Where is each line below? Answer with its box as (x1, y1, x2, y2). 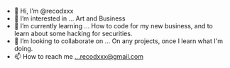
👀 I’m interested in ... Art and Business (13, 14, 126, 23)
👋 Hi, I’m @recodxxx (13, 7, 74, 15)
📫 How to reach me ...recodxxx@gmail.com (13, 52, 144, 60)
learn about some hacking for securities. (13, 29, 133, 38)
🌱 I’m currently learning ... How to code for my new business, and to (13, 22, 213, 30)
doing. (13, 45, 33, 52)
